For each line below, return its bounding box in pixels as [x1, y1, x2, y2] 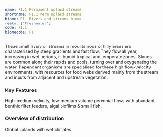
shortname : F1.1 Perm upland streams [5, 12, 82, 17]
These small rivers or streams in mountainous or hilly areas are [5, 44, 132, 49]
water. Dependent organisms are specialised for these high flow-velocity [5, 64, 151, 70]
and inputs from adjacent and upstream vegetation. [5, 74, 108, 80]
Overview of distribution [5, 115, 64, 122]
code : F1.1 [5, 25, 27, 30]
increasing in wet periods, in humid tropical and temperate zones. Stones [5, 54, 152, 59]
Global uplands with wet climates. [5, 126, 73, 132]
